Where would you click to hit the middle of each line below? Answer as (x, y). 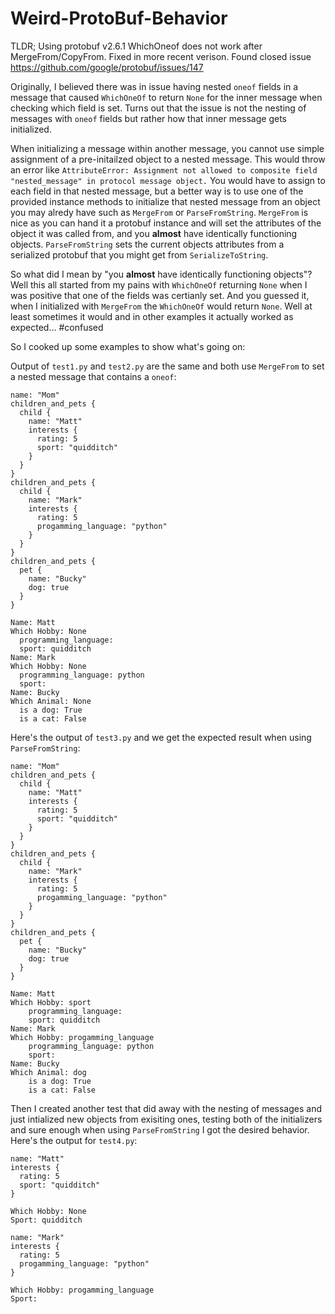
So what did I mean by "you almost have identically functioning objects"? (161, 274)
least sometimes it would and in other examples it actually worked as (152, 316)
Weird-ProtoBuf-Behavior (119, 18)
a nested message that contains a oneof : (93, 376)
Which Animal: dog (48, 1072)
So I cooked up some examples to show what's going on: (128, 346)
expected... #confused (57, 327)
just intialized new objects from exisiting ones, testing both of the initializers (166, 1119)
